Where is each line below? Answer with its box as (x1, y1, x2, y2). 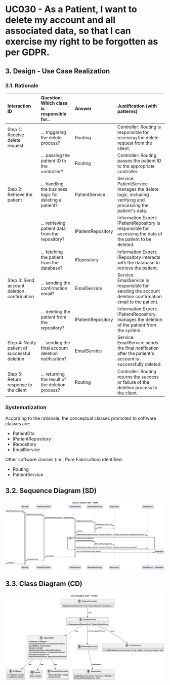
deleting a (40, 197, 62, 203)
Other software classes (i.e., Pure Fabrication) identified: (5, 457, 123, 463)
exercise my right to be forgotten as (5, 36, 158, 48)
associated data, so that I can (5, 25, 132, 36)
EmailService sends (117, 340, 158, 346)
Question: (40, 95, 62, 101)
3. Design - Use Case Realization (5, 67, 110, 75)
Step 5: (7, 371, 23, 377)
